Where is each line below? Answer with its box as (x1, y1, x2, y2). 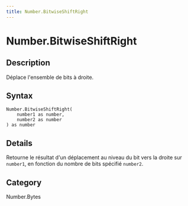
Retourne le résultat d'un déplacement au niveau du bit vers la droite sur (6, 154, 182, 161)
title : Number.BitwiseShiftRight (6, 8, 89, 15)
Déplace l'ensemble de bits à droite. (6, 74, 94, 81)
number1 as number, (17, 112, 65, 118)
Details (6, 138, 33, 148)
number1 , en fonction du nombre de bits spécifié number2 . (6, 160, 144, 167)
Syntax (6, 91, 33, 101)
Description (6, 58, 50, 68)
